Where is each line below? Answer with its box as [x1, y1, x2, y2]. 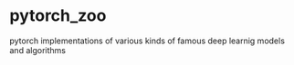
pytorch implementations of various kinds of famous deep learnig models [9, 35, 286, 46]
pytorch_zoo [9, 5, 107, 26]
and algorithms [9, 44, 67, 55]
